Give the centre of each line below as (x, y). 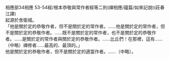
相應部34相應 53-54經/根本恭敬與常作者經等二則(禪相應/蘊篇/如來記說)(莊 (83, 7)
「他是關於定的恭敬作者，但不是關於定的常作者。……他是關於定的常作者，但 (85, 26)
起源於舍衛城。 (21, 20)
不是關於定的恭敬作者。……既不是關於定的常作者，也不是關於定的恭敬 (79, 33)
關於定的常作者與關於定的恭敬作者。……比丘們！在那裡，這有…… (94, 39)
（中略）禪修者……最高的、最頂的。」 (44, 45)
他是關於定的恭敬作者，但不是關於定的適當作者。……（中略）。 (71, 51)
